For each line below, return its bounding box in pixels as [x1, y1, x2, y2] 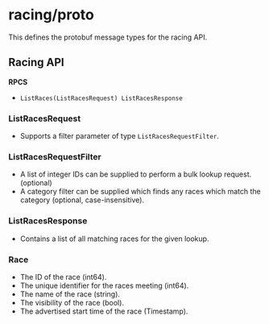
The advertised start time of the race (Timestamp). [19, 306, 188, 316]
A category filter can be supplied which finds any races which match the [19, 187, 261, 197]
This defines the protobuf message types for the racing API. [8, 32, 208, 42]
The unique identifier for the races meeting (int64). [19, 280, 189, 290]
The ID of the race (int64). [19, 272, 107, 281]
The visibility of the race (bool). [19, 297, 125, 307]
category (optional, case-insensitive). [19, 195, 145, 205]
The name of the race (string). [19, 289, 121, 299]
